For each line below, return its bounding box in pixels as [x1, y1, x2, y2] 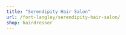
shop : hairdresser [6, 20, 53, 26]
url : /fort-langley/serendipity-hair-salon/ [6, 14, 121, 20]
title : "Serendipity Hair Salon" [6, 8, 91, 15]
